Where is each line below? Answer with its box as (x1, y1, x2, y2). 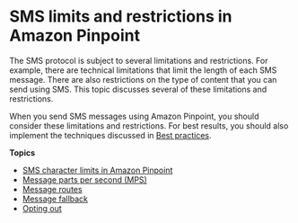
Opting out (22, 202, 63, 213)
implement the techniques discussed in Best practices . (9, 129, 213, 140)
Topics (9, 147, 36, 158)
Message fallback (22, 193, 88, 204)
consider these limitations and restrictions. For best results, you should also (9, 120, 289, 131)
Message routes (22, 183, 83, 194)
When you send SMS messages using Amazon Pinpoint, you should (9, 111, 259, 121)
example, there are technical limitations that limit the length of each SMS (9, 65, 277, 76)
